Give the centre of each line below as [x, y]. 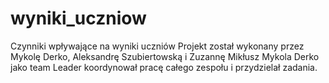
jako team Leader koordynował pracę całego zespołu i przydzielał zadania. [164, 67]
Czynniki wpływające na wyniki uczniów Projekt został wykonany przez [157, 46]
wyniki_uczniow [78, 18]
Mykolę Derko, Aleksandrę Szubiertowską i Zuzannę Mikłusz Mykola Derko [165, 56]
